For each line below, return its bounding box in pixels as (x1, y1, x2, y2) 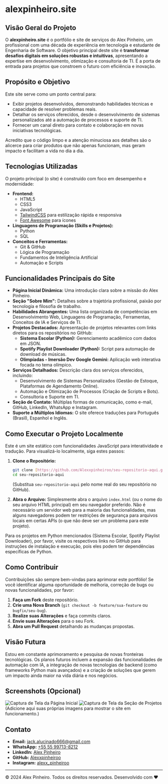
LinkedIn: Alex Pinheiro (12, 749, 61, 755)
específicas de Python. (5, 549, 52, 554)
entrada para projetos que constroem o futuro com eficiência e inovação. (5, 64, 156, 69)
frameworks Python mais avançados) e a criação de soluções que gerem (5, 667, 156, 673)
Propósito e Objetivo (5, 78, 70, 86)
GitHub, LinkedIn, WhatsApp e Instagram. (12, 405, 98, 411)
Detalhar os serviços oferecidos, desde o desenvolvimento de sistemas (12, 111, 160, 117)
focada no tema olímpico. (19, 362, 72, 368)
